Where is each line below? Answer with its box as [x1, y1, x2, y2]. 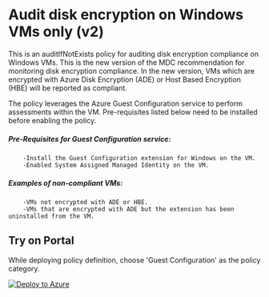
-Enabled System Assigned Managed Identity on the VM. [22, 161, 210, 169]
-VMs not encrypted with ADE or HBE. [22, 198, 149, 206]
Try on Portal [8, 234, 74, 247]
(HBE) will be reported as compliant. [8, 82, 128, 93]
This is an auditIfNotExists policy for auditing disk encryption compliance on [8, 49, 259, 58]
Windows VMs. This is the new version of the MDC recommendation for [8, 58, 245, 67]
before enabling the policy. [8, 115, 97, 125]
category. [8, 263, 40, 273]
